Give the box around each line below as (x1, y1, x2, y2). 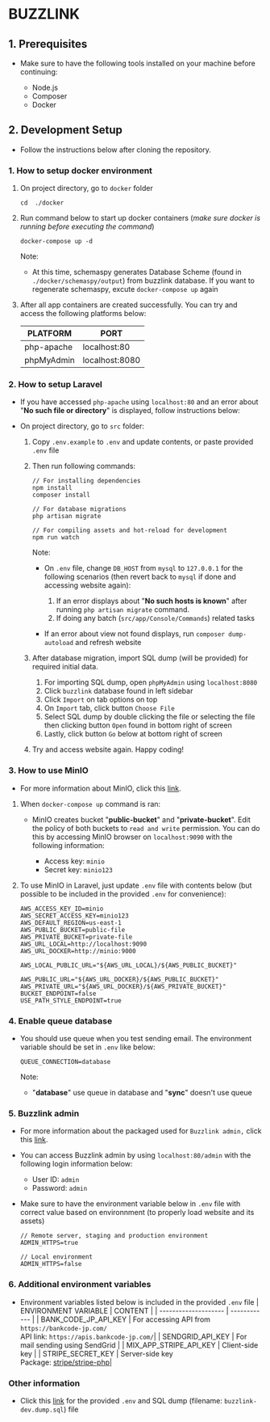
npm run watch (31, 534, 80, 542)
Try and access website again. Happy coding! (31, 745, 184, 754)
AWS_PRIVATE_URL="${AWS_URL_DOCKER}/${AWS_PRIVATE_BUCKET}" (19, 982, 226, 990)
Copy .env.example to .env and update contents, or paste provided (31, 437, 254, 447)
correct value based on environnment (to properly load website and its (19, 1208, 255, 1217)
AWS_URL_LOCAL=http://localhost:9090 (19, 939, 147, 948)
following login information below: (19, 1159, 133, 1169)
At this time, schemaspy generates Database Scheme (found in (31, 268, 242, 277)
